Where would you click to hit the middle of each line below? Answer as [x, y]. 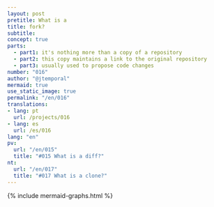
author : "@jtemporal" [39, 78]
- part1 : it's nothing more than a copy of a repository [98, 53]
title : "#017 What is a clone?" [61, 176]
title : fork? [26, 26]
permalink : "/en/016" [39, 98]
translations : [28, 105]
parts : [17, 46]
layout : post [26, 14]
